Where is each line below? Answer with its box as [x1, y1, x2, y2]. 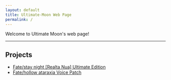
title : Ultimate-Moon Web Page [5, 12, 72, 17]
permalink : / [5, 17, 33, 22]
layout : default [5, 7, 40, 13]
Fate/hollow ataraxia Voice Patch [12, 69, 81, 75]
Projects [5, 50, 33, 59]
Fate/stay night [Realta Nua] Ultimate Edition [12, 64, 106, 70]
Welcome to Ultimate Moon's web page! [5, 31, 90, 37]
